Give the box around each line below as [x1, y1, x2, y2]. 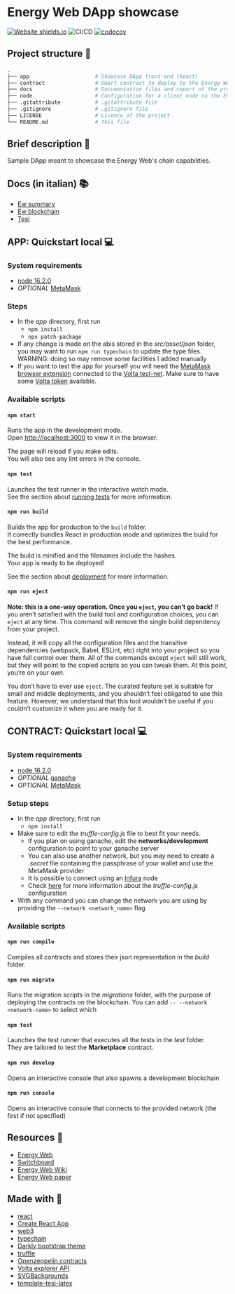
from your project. [7, 625, 59, 633]
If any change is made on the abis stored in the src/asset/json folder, [17, 339, 215, 348]
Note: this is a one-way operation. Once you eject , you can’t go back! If [7, 602, 219, 611]
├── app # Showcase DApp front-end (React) [7, 73, 199, 80]
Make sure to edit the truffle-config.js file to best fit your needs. [17, 829, 201, 837]
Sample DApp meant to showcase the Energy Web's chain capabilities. [7, 156, 211, 165]
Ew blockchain [17, 208, 60, 216]
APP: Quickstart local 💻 [7, 236, 114, 248]
